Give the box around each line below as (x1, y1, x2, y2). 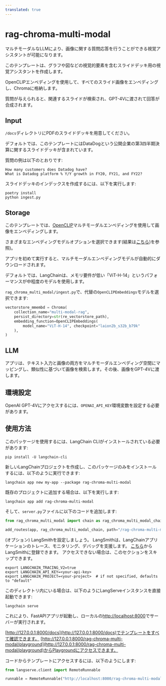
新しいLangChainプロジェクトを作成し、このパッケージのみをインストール (5, 463, 157, 470)
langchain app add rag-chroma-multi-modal (5, 499, 94, 504)
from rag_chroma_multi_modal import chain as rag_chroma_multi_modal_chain (5, 518, 165, 523)
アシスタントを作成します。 (9, 68, 66, 74)
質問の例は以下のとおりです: (5, 157, 63, 163)
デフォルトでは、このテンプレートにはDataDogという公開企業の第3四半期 (5, 140, 156, 146)
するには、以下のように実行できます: (5, 470, 81, 476)
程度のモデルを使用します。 (31, 278, 87, 284)
